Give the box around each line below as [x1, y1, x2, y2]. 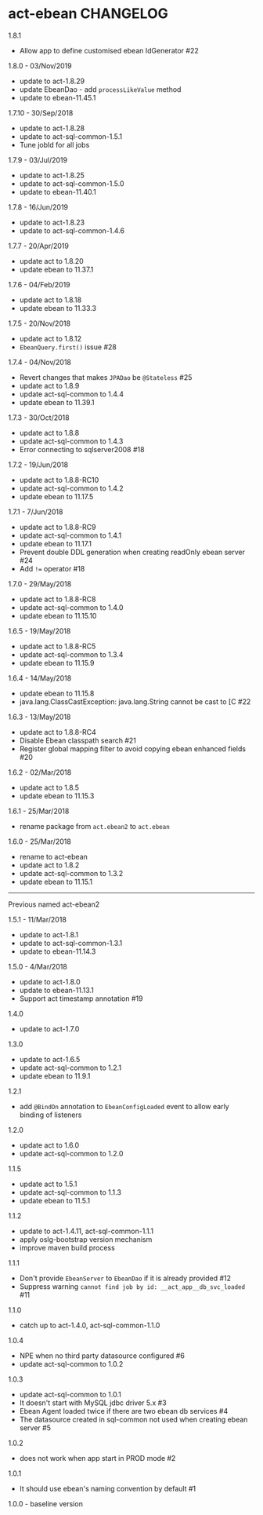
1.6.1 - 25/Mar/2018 [8, 806, 70, 816]
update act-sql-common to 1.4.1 [19, 531, 122, 540]
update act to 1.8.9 [19, 381, 80, 390]
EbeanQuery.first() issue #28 [19, 342, 117, 352]
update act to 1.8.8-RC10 [19, 475, 99, 484]
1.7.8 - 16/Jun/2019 [8, 202, 69, 212]
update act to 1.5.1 [19, 1179, 77, 1188]
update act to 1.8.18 [19, 295, 82, 305]
